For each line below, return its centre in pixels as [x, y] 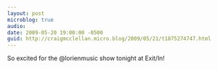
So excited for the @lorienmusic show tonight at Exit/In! [86, 58]
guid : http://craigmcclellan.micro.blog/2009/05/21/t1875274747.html [109, 39]
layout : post [26, 13]
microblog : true [30, 20]
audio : [17, 26]
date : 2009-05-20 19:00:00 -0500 [55, 32]
